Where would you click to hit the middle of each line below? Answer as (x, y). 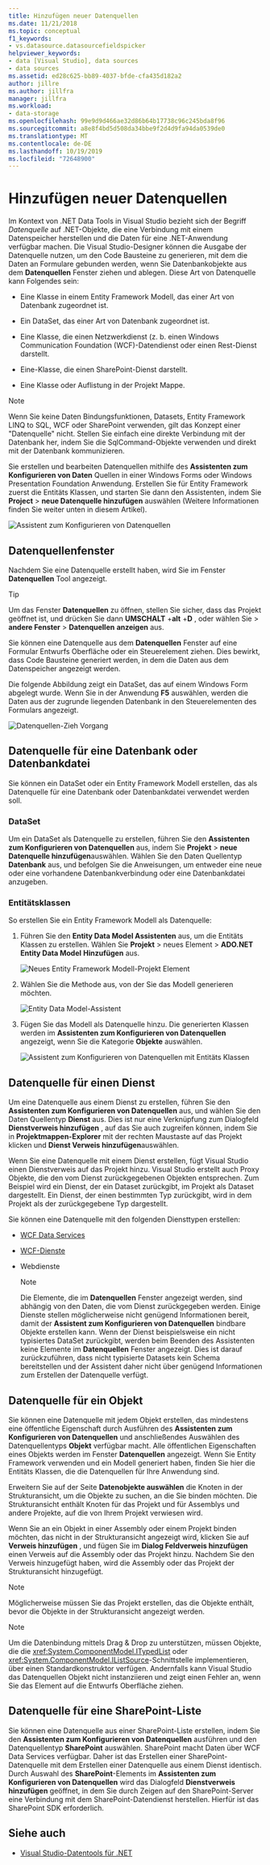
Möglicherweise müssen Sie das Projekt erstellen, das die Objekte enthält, (131, 1603)
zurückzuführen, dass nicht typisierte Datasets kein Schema (120, 1358)
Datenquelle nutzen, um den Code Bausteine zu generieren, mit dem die (128, 255)
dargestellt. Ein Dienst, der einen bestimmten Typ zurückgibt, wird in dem (130, 1195)
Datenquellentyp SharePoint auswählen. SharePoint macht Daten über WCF (135, 1748)
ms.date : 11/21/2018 (43, 23)
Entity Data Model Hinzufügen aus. (79, 953)
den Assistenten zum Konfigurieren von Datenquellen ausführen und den (133, 1739)
